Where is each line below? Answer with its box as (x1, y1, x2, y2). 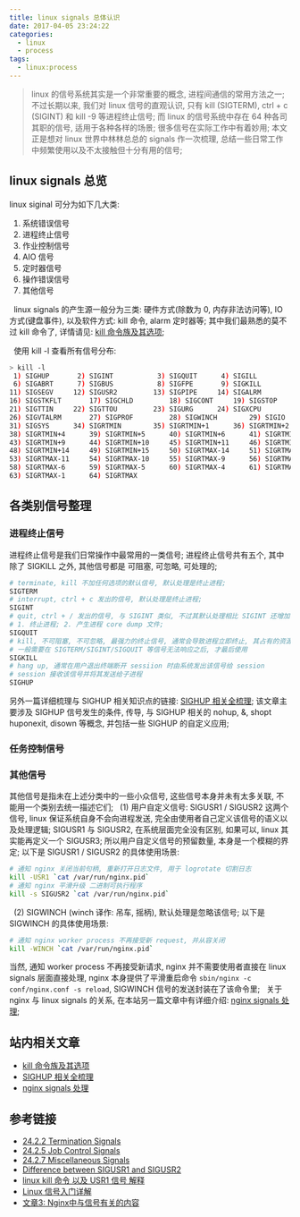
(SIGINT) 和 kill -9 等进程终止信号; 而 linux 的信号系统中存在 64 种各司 (30, 111, 287, 122)
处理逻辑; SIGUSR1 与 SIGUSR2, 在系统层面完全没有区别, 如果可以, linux (16, 824, 279, 835)
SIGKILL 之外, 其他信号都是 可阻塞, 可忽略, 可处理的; (26, 560, 218, 571)
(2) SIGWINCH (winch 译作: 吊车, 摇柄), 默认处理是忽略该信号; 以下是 (12, 906, 266, 917)
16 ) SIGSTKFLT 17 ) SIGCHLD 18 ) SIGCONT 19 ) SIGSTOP (9, 396, 278, 405)
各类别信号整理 (9, 498, 92, 514)
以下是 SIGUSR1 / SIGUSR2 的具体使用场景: (21, 847, 180, 857)
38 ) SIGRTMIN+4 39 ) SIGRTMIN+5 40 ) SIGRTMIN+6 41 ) (9, 430, 262, 438)
